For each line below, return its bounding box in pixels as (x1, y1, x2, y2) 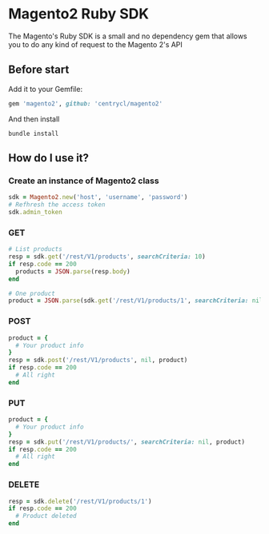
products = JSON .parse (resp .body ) (15, 267, 130, 276)
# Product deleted (15, 512, 78, 520)
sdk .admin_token (8, 209, 62, 217)
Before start (8, 63, 70, 77)
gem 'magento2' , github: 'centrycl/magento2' (8, 99, 163, 108)
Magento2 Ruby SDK (8, 5, 150, 23)
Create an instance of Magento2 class (8, 175, 159, 186)
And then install (8, 114, 60, 124)
